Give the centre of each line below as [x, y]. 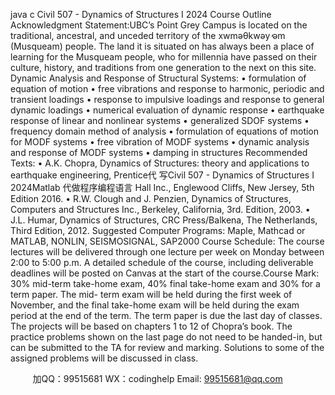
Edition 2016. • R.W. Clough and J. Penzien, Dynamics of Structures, [151, 198]
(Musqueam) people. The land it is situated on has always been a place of [162, 46]
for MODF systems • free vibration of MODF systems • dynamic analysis [160, 142]
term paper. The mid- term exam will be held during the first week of [151, 294]
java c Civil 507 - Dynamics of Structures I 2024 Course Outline [141, 14]
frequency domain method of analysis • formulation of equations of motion [165, 131]
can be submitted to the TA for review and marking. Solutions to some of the [167, 347]
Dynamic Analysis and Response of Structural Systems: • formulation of [158, 78]
